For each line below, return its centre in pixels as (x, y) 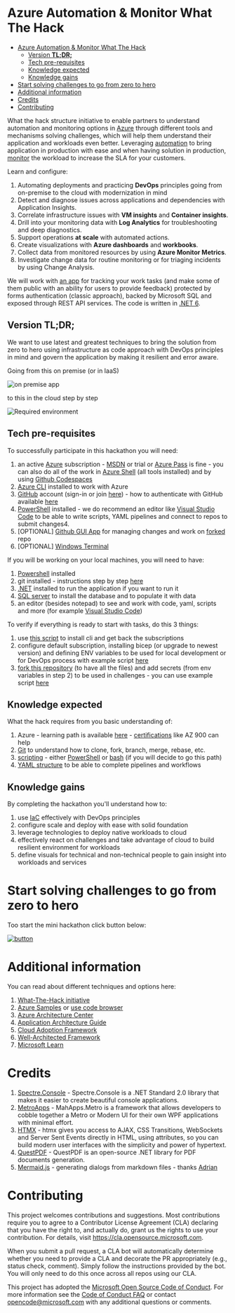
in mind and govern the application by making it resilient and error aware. (113, 357)
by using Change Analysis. (56, 267)
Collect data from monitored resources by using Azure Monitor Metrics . (122, 252)
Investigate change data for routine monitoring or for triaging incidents (119, 259)
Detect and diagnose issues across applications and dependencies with (121, 200)
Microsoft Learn (41, 1045)
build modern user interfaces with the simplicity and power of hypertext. (122, 1145)
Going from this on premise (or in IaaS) (63, 371)
